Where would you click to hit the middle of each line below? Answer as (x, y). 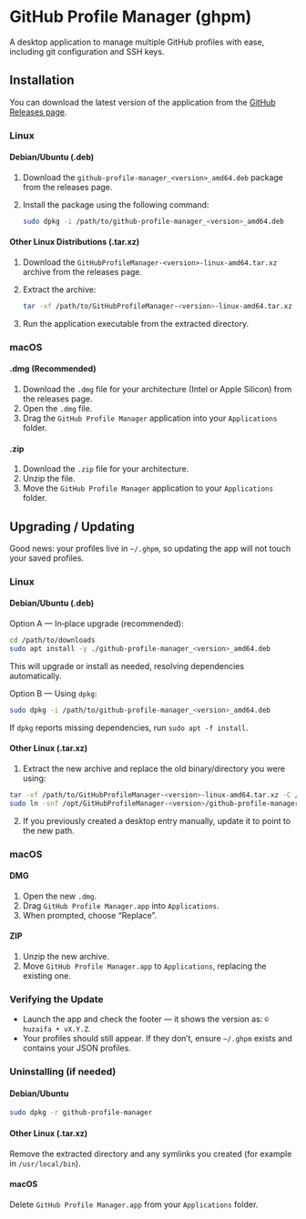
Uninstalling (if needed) (63, 1072)
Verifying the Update (56, 999)
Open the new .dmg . (60, 896)
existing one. (46, 975)
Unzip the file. (49, 479)
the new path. (48, 830)
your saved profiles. (47, 558)
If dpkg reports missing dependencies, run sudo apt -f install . (129, 727)
